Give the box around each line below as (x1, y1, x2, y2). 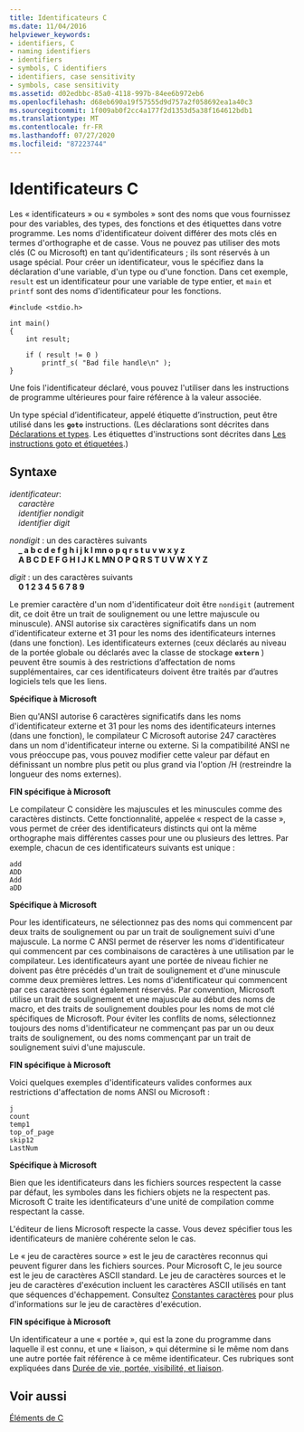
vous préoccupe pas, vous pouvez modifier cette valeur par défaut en (9, 749, 270, 760)
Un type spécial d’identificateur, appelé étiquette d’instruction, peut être (9, 409, 278, 420)
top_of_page (9, 1128, 54, 1137)
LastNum (9, 1143, 39, 1152)
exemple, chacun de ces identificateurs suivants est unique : (9, 842, 235, 853)
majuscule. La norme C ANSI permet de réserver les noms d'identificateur (9, 936, 285, 947)
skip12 (9, 1135, 34, 1145)
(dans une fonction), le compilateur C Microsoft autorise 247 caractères (9, 730, 277, 740)
